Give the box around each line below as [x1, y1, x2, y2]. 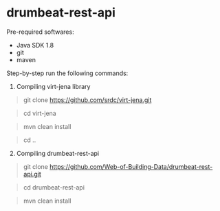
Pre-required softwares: [6, 28, 74, 36]
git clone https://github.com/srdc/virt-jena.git [23, 95, 152, 104]
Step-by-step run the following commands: [6, 69, 129, 77]
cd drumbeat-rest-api [23, 183, 85, 191]
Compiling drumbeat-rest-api [16, 149, 100, 157]
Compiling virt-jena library [16, 82, 91, 90]
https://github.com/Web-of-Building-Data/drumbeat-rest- [49, 162, 213, 170]
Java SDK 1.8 [16, 41, 54, 49]
